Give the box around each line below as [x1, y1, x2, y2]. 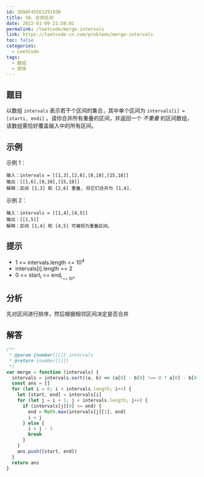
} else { [22, 420, 45, 426]
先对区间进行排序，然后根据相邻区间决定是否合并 [6, 310, 129, 317]
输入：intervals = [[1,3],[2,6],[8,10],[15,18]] [6, 172, 129, 178]
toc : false [6, 37, 34, 43]
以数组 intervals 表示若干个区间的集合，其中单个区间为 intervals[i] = [6, 107, 185, 115]
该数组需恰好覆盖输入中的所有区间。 [6, 122, 97, 130]
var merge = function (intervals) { [6, 369, 99, 375]
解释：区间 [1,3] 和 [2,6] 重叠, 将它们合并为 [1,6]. [6, 185, 132, 191]
